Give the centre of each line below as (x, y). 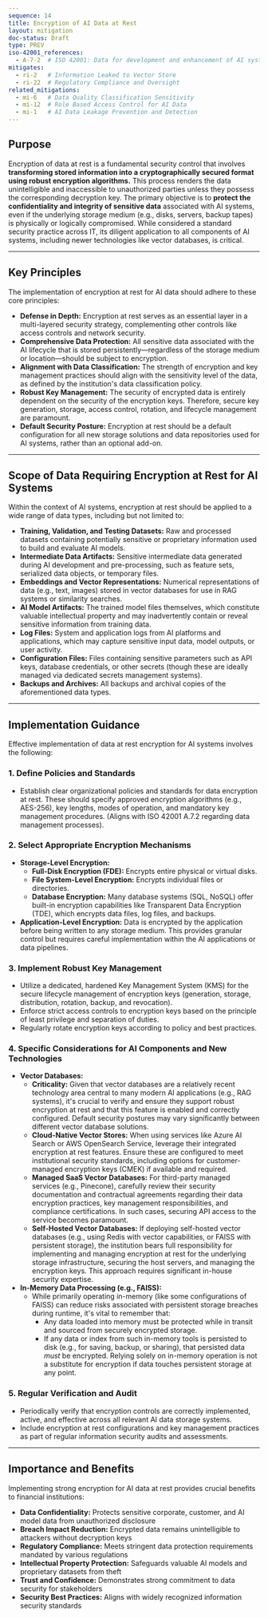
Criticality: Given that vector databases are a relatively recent (133, 1084)
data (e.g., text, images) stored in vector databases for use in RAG (128, 591)
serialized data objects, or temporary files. (89, 574)
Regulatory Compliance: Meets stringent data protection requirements (136, 1546)
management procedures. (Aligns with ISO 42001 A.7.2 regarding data (134, 816)
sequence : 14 (30, 16)
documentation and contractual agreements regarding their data (137, 1195)
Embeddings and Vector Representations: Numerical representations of (140, 582)
